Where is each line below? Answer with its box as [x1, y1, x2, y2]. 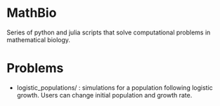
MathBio [6, 5, 57, 21]
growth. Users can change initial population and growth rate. [16, 91, 193, 99]
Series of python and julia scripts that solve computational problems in [6, 28, 211, 37]
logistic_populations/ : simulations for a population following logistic [16, 83, 214, 92]
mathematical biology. [6, 35, 71, 44]
